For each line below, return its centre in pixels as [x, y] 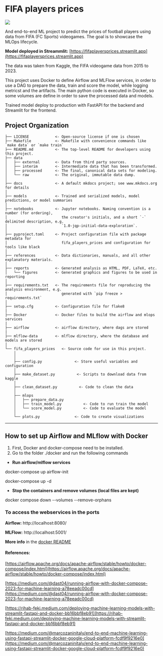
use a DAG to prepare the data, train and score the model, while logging [77, 85]
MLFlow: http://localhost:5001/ [36, 532]
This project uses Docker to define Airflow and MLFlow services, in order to [81, 80]
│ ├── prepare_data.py [39, 400]
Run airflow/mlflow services [41, 462]
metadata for [18, 239]
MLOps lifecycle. [22, 42]
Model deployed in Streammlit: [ [38, 51]
